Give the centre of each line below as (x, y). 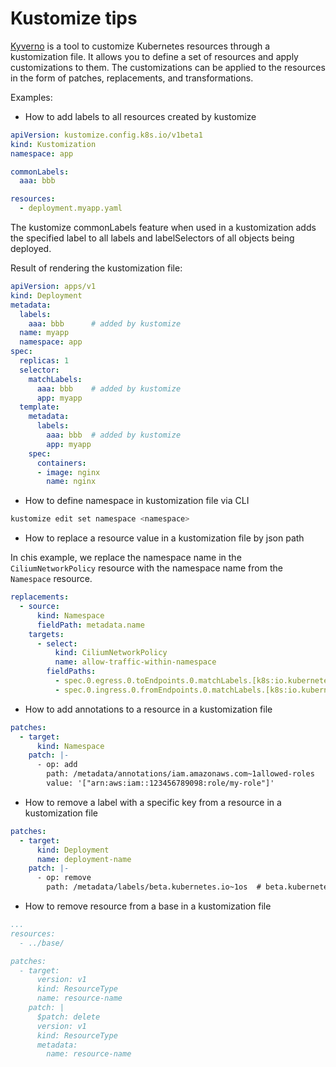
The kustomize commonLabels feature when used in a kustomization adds (163, 228)
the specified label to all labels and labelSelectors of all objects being (152, 238)
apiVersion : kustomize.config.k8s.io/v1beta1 (106, 135)
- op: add (57, 765)
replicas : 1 (44, 361)
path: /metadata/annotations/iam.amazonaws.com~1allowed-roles (180, 774)
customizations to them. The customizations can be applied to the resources (168, 67)
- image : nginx (68, 472)
